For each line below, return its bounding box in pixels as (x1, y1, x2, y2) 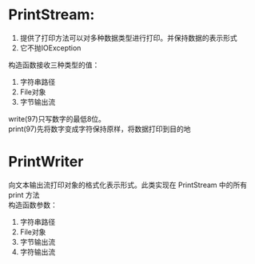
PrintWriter (8, 153, 84, 171)
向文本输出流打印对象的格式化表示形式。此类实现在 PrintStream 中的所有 (8, 180, 248, 190)
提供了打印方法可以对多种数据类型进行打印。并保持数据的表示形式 (19, 33, 237, 42)
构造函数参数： (8, 200, 58, 210)
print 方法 (8, 190, 40, 199)
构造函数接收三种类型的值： (8, 60, 100, 70)
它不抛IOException (19, 42, 82, 53)
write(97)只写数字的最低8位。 (8, 114, 106, 123)
